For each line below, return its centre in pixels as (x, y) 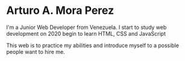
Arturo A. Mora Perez (60, 11)
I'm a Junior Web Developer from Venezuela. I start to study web (86, 27)
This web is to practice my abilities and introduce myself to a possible (93, 45)
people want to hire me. (36, 51)
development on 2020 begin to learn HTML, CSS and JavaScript (86, 33)
